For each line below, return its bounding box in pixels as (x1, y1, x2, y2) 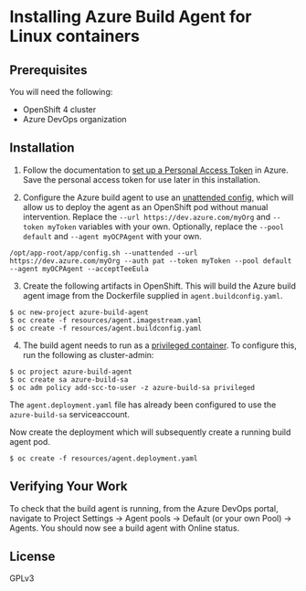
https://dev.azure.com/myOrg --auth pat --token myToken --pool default (9, 256, 292, 266)
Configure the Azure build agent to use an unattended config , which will (22, 192, 294, 203)
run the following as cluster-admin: (22, 349, 154, 360)
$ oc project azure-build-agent (9, 367, 132, 376)
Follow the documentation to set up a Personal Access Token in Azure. (22, 164, 290, 175)
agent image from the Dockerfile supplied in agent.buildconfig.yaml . (22, 290, 283, 301)
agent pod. (9, 436, 50, 447)
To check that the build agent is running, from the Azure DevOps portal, (9, 502, 279, 513)
